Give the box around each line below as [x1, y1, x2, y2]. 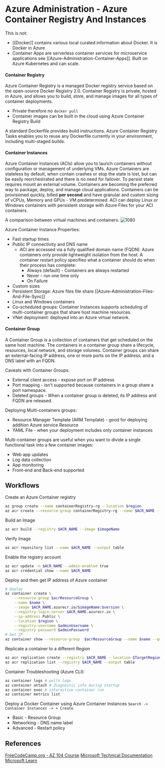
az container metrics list [5, 692, 60, 697]
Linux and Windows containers [12, 299, 75, 305]
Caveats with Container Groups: [5, 367, 70, 373]
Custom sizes [12, 283, 40, 289]
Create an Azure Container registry [5, 494, 76, 500]
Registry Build [12, 118, 41, 124]
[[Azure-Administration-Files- [95, 289, 155, 295]
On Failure [27, 278, 48, 284]
